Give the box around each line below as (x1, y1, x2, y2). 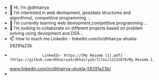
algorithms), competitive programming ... (9, 15, 91, 20)
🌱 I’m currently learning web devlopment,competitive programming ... (9, 20, 148, 26)
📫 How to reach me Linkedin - (9, 36, 71, 41)
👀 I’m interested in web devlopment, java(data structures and (9, 10, 131, 16)
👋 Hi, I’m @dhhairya (9, 5, 49, 10)
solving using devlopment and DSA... (9, 31, 84, 36)
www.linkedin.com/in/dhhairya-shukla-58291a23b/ (9, 66, 111, 71)
